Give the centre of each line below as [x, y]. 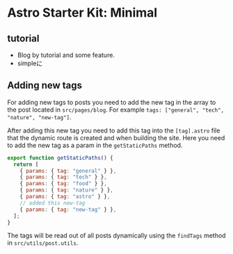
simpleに [30, 63]
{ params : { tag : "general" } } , [68, 171]
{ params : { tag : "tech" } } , [64, 177]
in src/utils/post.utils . [43, 243]
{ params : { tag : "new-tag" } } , [68, 210]
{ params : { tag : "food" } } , [64, 184]
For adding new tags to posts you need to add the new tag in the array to [112, 102]
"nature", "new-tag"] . [39, 117]
